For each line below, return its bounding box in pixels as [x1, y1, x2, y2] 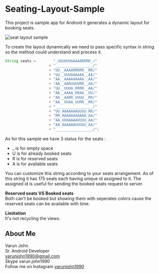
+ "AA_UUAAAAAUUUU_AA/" [48, 118, 97, 123]
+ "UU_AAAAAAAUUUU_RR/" [48, 109, 97, 114]
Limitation [5, 210, 26, 216]
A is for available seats [12, 161, 58, 167]
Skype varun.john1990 [5, 258, 50, 264]
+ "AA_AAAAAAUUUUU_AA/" [48, 123, 97, 127]
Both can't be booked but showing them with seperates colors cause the [5, 195, 152, 201]
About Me [5, 229, 36, 238]
